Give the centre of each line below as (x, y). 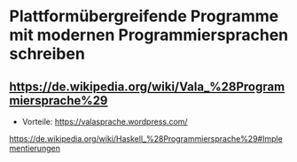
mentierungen (35, 148)
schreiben (47, 54)
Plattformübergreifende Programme (144, 16)
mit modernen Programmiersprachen (149, 35)
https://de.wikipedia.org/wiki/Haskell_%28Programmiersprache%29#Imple (146, 139)
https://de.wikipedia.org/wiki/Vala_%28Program (147, 86)
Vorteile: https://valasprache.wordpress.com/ (105, 122)
